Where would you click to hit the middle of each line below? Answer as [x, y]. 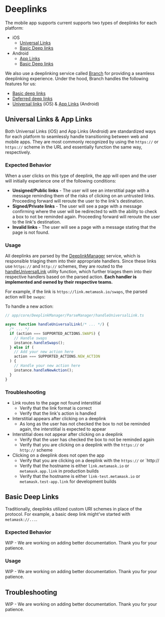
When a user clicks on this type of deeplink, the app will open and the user [81, 176]
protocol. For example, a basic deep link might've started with [68, 514]
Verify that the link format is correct [56, 408]
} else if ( [22, 347]
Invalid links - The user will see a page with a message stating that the [84, 227]
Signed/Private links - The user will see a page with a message [77, 206]
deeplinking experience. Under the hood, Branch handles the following [77, 78]
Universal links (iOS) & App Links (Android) [56, 104]
